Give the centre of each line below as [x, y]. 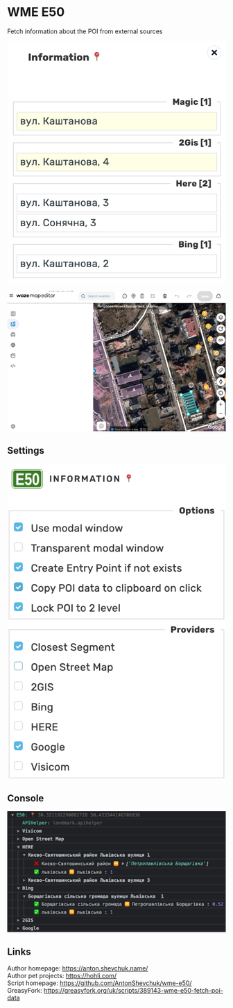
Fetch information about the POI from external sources [85, 31]
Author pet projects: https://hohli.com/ [62, 976]
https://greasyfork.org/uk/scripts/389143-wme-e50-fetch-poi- [133, 991]
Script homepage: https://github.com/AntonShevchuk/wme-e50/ [100, 983]
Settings [26, 451]
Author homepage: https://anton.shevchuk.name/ [78, 968]
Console [26, 798]
